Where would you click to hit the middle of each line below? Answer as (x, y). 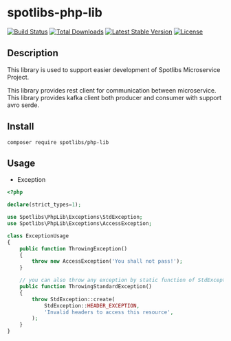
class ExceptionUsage (38, 236)
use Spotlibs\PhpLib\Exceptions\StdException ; (75, 217)
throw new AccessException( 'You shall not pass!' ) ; (108, 261)
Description (33, 53)
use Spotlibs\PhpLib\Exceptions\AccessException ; (80, 224)
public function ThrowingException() (74, 248)
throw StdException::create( (74, 299)
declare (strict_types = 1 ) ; (44, 205)
